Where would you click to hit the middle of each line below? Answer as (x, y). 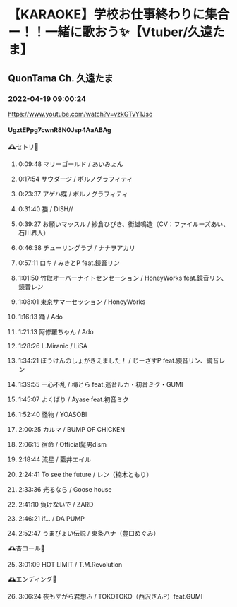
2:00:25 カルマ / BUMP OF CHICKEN (72, 430)
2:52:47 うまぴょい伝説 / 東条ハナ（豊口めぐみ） (89, 534)
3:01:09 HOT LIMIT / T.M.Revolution (70, 565)
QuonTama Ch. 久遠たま (61, 78)
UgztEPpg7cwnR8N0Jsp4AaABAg (60, 130)
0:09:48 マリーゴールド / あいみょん (71, 164)
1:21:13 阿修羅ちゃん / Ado (56, 332)
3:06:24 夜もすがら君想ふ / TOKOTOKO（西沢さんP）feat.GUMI (110, 596)
